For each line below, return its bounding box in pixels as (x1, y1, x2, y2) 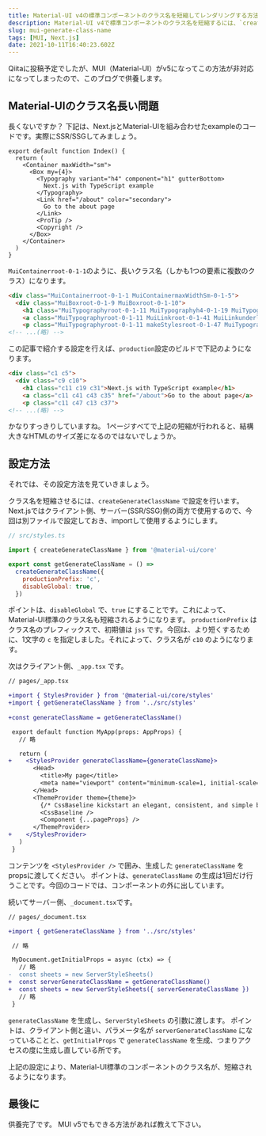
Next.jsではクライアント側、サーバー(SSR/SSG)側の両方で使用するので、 (8, 506, 246, 515)
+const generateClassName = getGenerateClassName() (8, 713, 182, 721)
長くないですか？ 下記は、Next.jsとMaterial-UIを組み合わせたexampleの (8, 121, 243, 131)
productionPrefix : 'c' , (22, 575, 101, 583)
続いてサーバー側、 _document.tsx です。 (8, 897, 137, 906)
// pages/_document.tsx (8, 913, 87, 921)
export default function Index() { (8, 147, 126, 155)
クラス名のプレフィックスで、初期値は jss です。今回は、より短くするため (8, 625, 251, 634)
